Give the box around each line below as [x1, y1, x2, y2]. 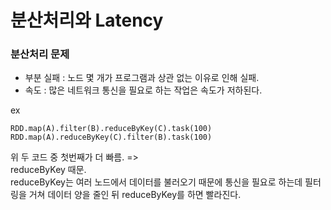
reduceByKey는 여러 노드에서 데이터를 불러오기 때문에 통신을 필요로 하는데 [10, 176, 303, 188]
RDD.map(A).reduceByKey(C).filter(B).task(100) [10, 132, 213, 143]
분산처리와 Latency [10, 9, 164, 32]
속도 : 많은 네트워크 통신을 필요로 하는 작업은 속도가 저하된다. [24, 84, 263, 96]
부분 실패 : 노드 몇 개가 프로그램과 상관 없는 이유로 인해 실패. [24, 72, 260, 84]
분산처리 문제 [10, 47, 70, 61]
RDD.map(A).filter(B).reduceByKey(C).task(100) [10, 124, 213, 134]
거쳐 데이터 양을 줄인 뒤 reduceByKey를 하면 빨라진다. [28, 189, 242, 201]
